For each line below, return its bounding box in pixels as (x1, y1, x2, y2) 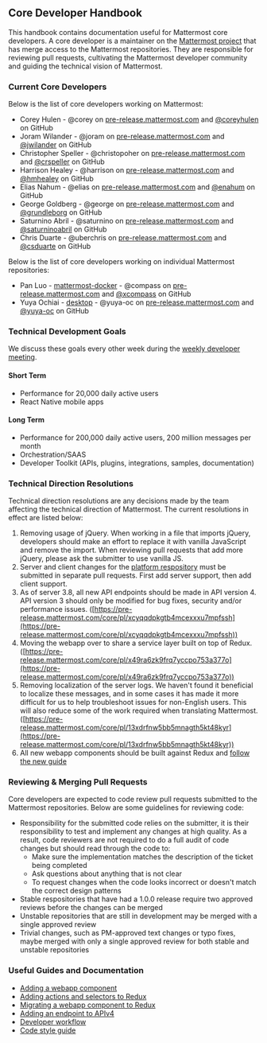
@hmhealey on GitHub (19, 174, 94, 184)
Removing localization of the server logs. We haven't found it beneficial (19, 680, 253, 691)
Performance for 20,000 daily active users (19, 388, 159, 398)
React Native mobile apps (19, 397, 104, 407)
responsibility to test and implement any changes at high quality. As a (19, 827, 248, 836)
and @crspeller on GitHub (19, 157, 105, 166)
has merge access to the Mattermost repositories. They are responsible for (8, 44, 254, 54)
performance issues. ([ (19, 605, 95, 614)
